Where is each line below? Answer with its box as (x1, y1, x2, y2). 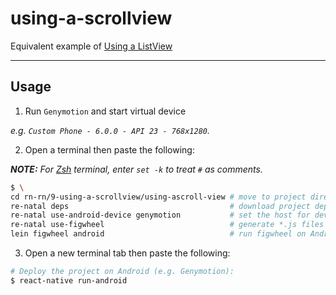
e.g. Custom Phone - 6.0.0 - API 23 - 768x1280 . (10, 124, 211, 136)
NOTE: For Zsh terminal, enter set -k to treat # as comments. (10, 163, 263, 175)
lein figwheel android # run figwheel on (10, 229, 307, 239)
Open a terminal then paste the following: (24, 143, 195, 156)
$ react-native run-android (10, 275, 128, 286)
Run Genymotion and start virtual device (24, 105, 187, 117)
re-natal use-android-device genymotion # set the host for (10, 210, 311, 221)
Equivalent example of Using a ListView (10, 40, 173, 52)
